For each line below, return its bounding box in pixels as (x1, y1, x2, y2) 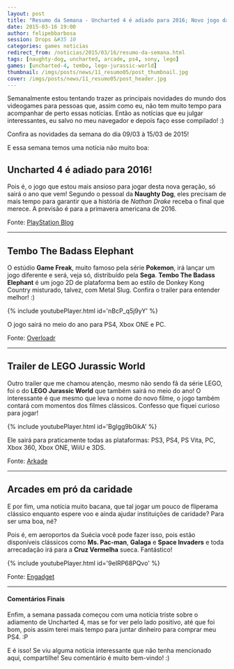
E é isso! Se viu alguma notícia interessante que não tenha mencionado (7, 646, 212, 654)
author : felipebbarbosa (7, 29, 77, 37)
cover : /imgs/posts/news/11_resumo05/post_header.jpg (7, 75, 167, 82)
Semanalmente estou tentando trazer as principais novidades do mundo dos (7, 94, 226, 103)
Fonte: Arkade (7, 457, 48, 465)
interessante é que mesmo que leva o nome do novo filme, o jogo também (7, 394, 220, 402)
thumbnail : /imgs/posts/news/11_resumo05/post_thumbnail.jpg (7, 68, 189, 75)
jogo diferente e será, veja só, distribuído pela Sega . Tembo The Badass (7, 271, 216, 279)
